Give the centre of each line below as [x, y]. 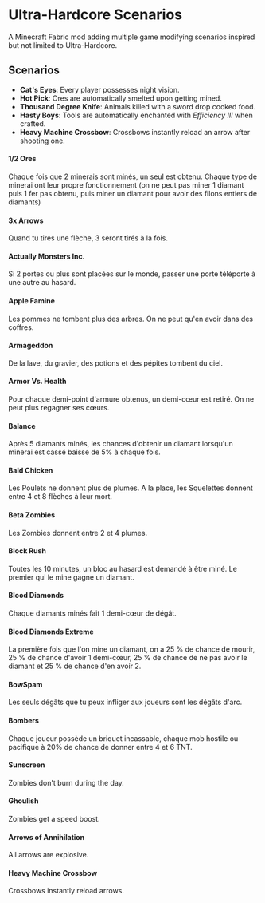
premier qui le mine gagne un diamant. [72, 577]
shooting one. [42, 141]
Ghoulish [23, 801]
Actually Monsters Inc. [47, 256]
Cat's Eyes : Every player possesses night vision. [100, 89]
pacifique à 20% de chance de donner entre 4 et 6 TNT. [100, 747]
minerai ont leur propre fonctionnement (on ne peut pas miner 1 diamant [126, 184]
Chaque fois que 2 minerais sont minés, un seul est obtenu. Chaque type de [132, 176]
